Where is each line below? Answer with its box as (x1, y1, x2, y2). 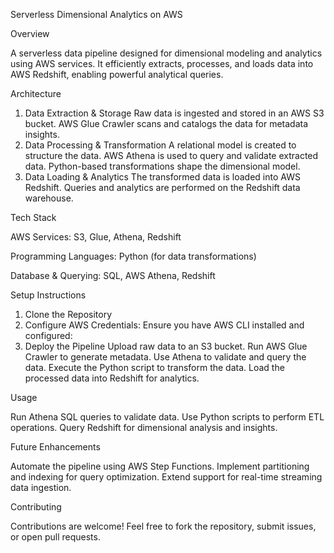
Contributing (10, 501, 62, 513)
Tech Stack (10, 212, 57, 223)
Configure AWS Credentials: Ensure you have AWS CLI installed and (24, 319, 305, 331)
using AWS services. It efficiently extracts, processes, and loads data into (10, 58, 314, 69)
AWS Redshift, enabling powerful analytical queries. (10, 69, 224, 80)
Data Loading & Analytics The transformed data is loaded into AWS (24, 171, 301, 183)
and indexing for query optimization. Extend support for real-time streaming (10, 471, 323, 483)
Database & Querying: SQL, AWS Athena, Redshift (10, 270, 216, 281)
